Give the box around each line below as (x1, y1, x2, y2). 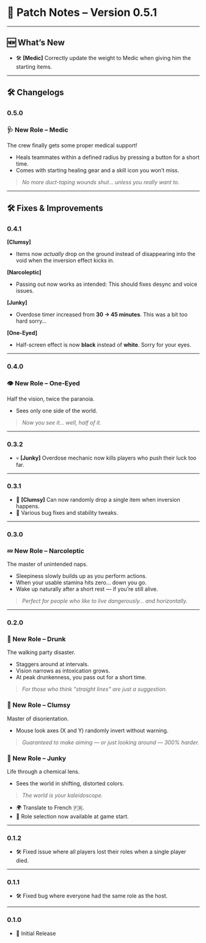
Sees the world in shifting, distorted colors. (15, 779, 125, 787)
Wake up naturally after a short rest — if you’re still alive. (15, 585, 158, 593)
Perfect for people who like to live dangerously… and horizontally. (21, 598, 188, 605)
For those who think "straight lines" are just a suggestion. (21, 685, 167, 693)
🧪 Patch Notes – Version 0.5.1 (7, 6, 158, 20)
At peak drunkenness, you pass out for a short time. (15, 674, 147, 681)
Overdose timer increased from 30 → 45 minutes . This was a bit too (15, 311, 188, 318)
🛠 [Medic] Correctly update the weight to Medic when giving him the (15, 54, 191, 61)
